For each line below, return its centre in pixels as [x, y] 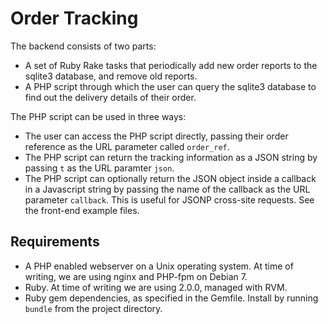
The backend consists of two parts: [83, 46]
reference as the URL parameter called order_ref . [127, 146]
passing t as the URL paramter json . [99, 168]
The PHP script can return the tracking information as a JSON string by [171, 157]
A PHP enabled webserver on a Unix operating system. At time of [159, 266]
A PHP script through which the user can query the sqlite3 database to [170, 86]
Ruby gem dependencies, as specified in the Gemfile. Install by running [171, 298]
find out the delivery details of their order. [110, 97]
